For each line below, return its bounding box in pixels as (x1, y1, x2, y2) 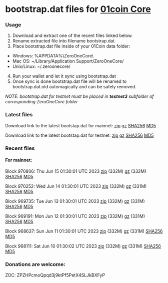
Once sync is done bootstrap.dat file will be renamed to (12, 78, 127, 84)
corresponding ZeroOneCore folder (5, 99, 78, 105)
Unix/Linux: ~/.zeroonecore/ (12, 63, 71, 69)
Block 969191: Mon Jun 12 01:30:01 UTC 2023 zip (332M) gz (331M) (5, 213, 145, 219)
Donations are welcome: (5, 261, 66, 268)
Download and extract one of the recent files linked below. (12, 32, 133, 38)
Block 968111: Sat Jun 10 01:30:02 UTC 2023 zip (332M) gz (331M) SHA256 (5, 243, 161, 249)
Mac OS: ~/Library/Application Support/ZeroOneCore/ (12, 58, 124, 64)
